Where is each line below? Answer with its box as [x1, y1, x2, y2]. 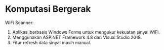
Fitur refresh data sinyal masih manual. [12, 39, 91, 45]
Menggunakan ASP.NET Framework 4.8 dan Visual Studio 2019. [12, 34, 142, 40]
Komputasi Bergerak [5, 3, 91, 15]
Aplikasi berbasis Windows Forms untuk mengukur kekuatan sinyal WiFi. [12, 29, 160, 35]
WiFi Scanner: [5, 20, 34, 25]
